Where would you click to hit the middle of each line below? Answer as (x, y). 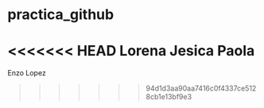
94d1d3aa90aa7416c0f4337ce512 (201, 88)
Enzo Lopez (27, 73)
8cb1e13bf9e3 (169, 97)
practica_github (61, 15)
